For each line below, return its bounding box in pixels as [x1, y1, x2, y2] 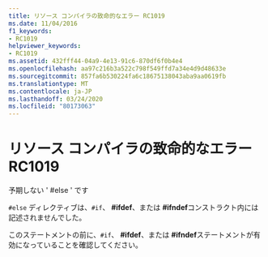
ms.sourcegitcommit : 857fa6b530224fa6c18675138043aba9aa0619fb [8, 72, 227, 80]
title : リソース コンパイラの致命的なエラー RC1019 [8, 11, 165, 20]
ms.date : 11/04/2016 [8, 19, 79, 28]
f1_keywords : [8, 27, 53, 35]
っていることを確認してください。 [29, 240, 143, 250]
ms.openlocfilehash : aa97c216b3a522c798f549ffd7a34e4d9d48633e [8, 65, 227, 73]
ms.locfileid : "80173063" [8, 102, 96, 110]
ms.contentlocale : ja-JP [8, 87, 92, 96]
